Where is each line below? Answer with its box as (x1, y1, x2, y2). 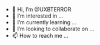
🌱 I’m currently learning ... (12, 19, 77, 26)
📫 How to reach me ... (12, 32, 68, 39)
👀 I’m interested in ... (12, 12, 64, 19)
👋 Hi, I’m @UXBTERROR (12, 6, 72, 13)
